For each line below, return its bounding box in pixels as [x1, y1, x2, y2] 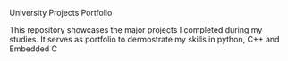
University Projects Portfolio [9, 8, 113, 18]
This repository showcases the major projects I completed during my [9, 25, 263, 34]
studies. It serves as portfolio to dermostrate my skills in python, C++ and [9, 34, 280, 44]
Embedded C [9, 43, 58, 54]
